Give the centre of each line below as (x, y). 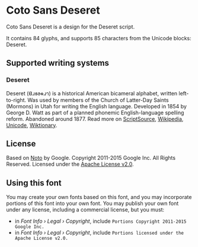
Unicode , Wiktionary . (32, 125)
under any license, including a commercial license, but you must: (85, 210)
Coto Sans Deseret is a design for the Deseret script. (71, 27)
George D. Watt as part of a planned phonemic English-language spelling (95, 113)
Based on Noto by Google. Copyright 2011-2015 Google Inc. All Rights (91, 158)
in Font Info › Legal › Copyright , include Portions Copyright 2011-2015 (100, 221)
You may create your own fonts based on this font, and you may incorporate (99, 197)
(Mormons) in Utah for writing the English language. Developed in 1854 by (96, 106)
